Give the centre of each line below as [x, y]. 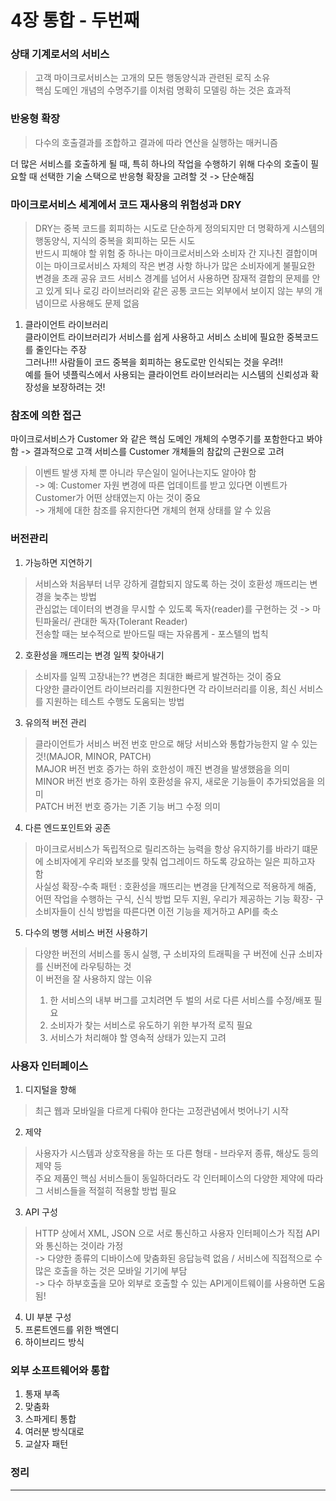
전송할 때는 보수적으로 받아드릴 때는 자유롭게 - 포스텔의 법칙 [151, 633]
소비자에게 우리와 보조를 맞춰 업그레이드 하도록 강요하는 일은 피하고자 [180, 861]
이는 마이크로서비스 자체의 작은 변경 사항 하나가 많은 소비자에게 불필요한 [175, 266]
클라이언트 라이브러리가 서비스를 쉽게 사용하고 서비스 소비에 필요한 [154, 337]
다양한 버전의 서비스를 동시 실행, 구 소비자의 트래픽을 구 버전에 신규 [165, 953]
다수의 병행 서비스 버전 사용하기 [86, 932]
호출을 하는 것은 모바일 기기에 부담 [120, 1270]
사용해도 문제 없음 [104, 303]
